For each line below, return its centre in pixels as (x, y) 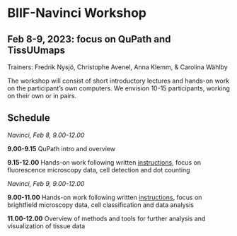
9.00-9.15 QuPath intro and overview (61, 148)
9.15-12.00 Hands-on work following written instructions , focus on (104, 162)
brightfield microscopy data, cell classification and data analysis (101, 205)
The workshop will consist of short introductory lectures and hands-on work (118, 81)
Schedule (29, 118)
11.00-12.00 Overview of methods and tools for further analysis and (106, 218)
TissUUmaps (36, 50)
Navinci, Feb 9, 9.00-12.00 (46, 183)
